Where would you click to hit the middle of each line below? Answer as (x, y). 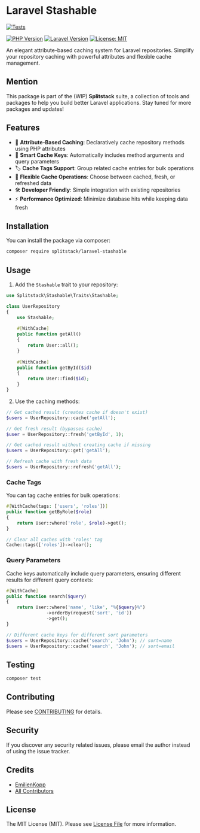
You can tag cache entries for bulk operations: (63, 495)
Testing (21, 664)
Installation (27, 226)
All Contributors (34, 790)
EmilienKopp (30, 784)
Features (23, 128)
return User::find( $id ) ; (59, 379)
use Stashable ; (36, 317)
